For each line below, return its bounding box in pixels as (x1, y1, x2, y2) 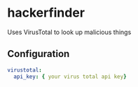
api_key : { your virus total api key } (13, 73, 127, 80)
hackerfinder (7, 5, 85, 21)
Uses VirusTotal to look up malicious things (7, 28, 132, 36)
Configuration (7, 48, 70, 60)
